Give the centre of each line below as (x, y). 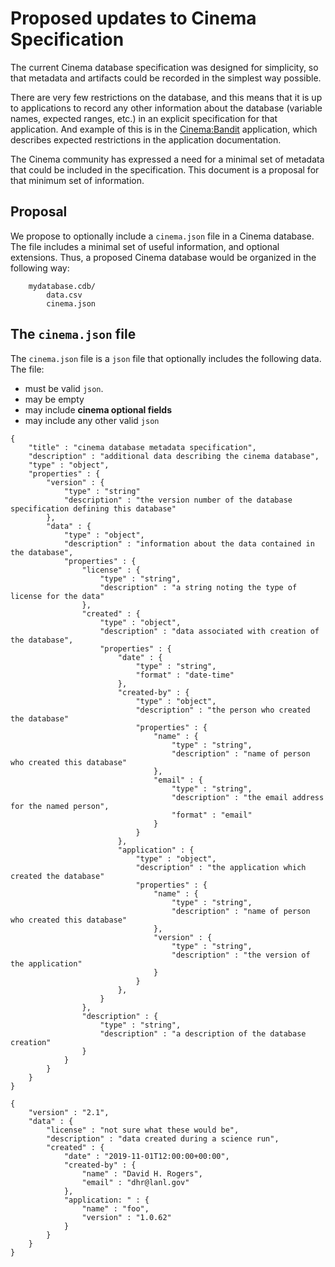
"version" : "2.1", (69, 1112)
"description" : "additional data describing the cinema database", (174, 456)
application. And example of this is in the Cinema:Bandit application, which (164, 129)
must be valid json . (64, 388)
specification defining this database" (93, 508)
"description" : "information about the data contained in (189, 543)
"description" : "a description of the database (203, 1033)
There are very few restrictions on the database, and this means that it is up (166, 97)
